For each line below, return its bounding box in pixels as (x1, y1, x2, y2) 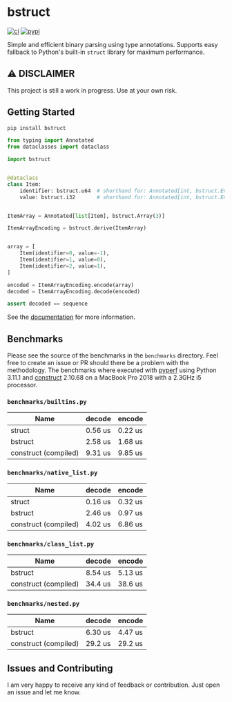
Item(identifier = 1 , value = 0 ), (19, 257, 107, 264)
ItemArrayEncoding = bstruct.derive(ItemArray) (7, 225, 147, 232)
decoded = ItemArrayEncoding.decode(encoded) (7, 288, 140, 295)
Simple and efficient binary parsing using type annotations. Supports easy (7, 40, 218, 48)
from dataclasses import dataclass (7, 143, 110, 151)
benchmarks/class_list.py (7, 540, 95, 548)
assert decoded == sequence (7, 300, 88, 308)
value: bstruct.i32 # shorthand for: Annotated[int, (19, 194, 193, 201)
